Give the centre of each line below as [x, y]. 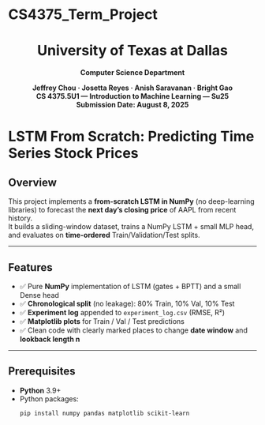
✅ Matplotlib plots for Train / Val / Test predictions [102, 321]
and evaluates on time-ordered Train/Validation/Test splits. [104, 235]
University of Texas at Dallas [132, 51]
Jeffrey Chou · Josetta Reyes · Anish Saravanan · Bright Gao [132, 88]
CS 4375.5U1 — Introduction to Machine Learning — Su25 [132, 96]
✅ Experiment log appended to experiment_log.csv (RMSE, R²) [122, 312]
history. [21, 218]
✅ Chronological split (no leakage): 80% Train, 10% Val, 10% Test [127, 303]
